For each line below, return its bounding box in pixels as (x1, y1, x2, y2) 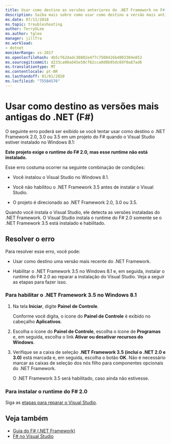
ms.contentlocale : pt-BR (5, 69, 58, 74)
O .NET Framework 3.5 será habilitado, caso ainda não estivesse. (12, 375, 149, 381)
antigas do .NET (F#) (5, 111, 94, 123)
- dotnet (5, 45, 24, 50)
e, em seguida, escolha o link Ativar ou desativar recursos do (12, 333, 144, 339)
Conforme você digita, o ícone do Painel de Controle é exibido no (12, 313, 151, 319)
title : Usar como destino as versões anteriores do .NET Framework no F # (5, 7, 165, 13)
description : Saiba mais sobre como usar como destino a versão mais (5, 12, 156, 17)
